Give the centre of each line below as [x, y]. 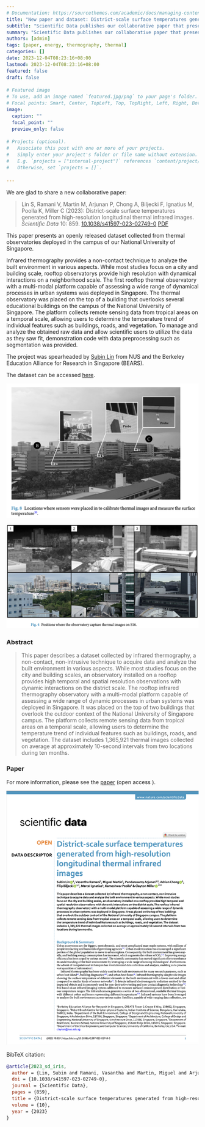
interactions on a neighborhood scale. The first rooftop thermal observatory [102, 280]
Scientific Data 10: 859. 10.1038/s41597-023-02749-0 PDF [95, 224]
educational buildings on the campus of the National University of [89, 306]
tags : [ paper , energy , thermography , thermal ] [67, 45]
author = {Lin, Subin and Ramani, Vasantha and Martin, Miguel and [99, 1073]
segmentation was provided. [42, 345]
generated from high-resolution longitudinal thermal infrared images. [107, 217]
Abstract [20, 642]
